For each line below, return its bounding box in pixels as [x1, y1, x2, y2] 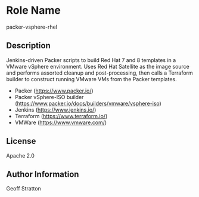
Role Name [6, 4, 61, 17]
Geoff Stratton [6, 185, 42, 192]
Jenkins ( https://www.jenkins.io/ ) [14, 106, 97, 113]
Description [6, 41, 51, 51]
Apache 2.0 [6, 152, 35, 159]
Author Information [6, 169, 79, 179]
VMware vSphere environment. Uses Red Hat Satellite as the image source [6, 63, 189, 70]
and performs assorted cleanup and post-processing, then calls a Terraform [6, 69, 194, 76]
